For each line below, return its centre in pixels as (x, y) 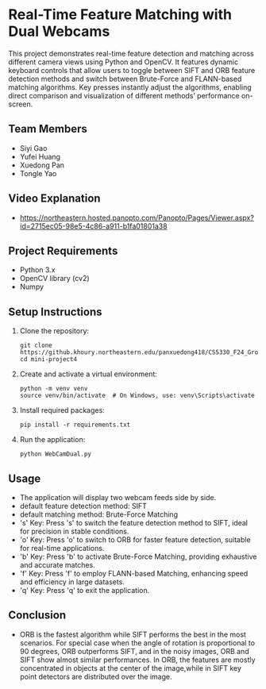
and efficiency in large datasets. (72, 582)
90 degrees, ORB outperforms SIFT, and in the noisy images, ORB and (134, 651)
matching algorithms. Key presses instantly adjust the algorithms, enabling (130, 87)
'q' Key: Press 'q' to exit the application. (85, 590)
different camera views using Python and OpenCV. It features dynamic (123, 62)
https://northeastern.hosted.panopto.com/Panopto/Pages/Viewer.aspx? (137, 217)
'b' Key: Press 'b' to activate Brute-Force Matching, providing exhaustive (138, 556)
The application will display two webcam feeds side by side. (118, 497)
